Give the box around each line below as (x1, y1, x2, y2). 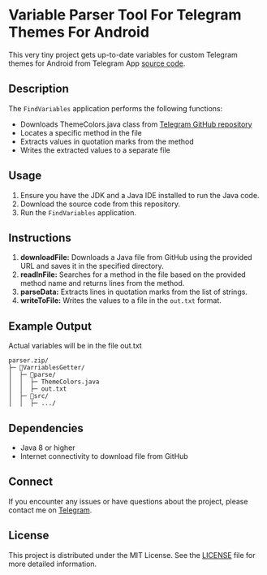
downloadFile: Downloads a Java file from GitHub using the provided (19, 253, 253, 262)
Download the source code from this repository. (19, 199, 181, 209)
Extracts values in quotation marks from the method (19, 136, 195, 146)
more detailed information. (8, 559, 97, 569)
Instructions (8, 231, 71, 244)
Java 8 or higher (19, 443, 75, 452)
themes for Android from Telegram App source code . (8, 58, 186, 68)
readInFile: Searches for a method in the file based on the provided (19, 270, 246, 279)
